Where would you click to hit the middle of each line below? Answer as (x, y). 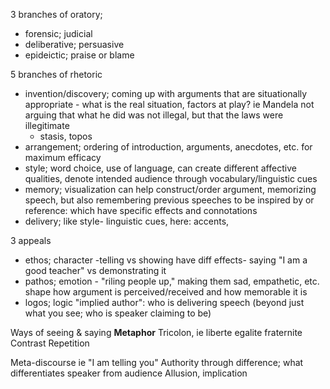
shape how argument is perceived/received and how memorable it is (166, 292)
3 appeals (31, 240)
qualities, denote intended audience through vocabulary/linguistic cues (171, 178)
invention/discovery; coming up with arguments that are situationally (166, 93)
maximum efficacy (63, 157)
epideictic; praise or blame (79, 55)
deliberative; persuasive (74, 44)
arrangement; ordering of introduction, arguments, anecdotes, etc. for (168, 147)
